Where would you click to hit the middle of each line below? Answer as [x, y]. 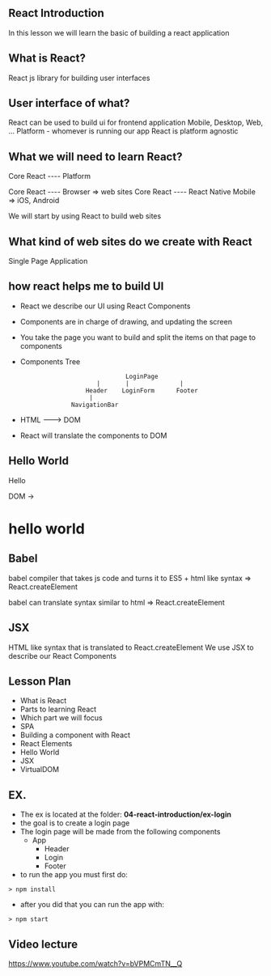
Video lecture [43, 944]
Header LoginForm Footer [142, 390]
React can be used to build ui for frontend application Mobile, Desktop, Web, [136, 123]
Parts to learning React [58, 709]
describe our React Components [63, 656]
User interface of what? [69, 103]
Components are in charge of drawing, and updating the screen [126, 321]
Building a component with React [75, 735]
